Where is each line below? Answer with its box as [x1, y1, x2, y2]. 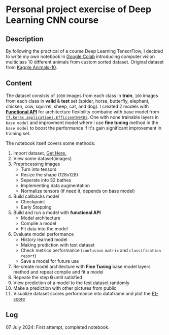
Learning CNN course [6, 14, 99, 26]
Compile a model [20, 220, 56, 226]
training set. [6, 130, 31, 136]
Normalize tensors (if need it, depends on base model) [20, 188, 135, 194]
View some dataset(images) [13, 155, 72, 161]
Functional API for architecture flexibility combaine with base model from [6, 108, 159, 115]
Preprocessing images [13, 161, 60, 167]
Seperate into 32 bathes [20, 177, 72, 183]
